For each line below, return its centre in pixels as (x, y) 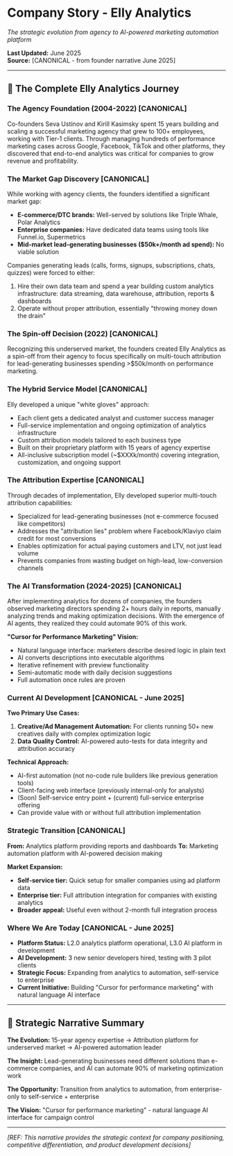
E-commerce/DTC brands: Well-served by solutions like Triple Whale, (118, 214)
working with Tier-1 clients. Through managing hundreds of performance (111, 138)
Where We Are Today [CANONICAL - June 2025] (90, 928)
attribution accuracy (46, 749)
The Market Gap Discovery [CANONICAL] (78, 179)
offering (28, 805)
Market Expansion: (35, 866)
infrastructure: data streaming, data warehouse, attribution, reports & (116, 293)
